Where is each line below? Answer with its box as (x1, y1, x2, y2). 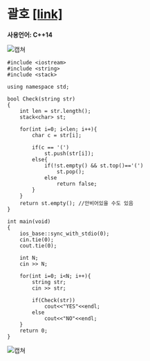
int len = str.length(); (19, 107, 91, 114)
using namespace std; (7, 83, 70, 90)
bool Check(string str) (7, 95, 76, 103)
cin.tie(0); (19, 236, 54, 243)
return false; (56, 180, 97, 187)
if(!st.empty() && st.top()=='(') (44, 162, 144, 169)
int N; (19, 254, 39, 261)
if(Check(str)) (32, 297, 76, 303)
